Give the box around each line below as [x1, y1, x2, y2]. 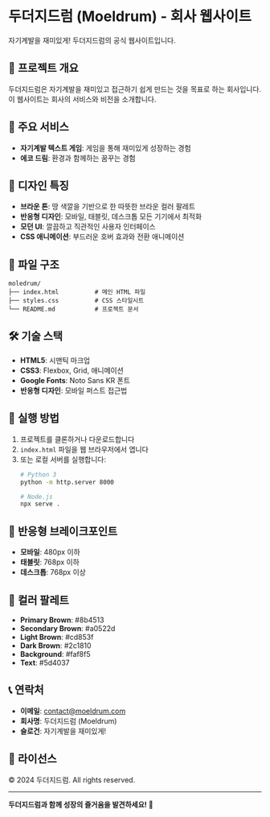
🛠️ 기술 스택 [8, 329, 63, 343]
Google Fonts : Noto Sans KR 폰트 [19, 376, 131, 385]
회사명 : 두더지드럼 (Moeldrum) [19, 716, 117, 725]
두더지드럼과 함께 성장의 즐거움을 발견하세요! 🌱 [8, 799, 154, 809]
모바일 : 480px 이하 [19, 547, 80, 557]
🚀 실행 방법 [8, 411, 60, 425]
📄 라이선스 [8, 752, 58, 765]
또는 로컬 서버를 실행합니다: [19, 454, 107, 464]
